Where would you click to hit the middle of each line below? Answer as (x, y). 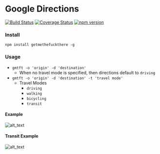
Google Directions (42, 9)
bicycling (36, 98)
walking (34, 93)
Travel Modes (33, 83)
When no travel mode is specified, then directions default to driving (87, 72)
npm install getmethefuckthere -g (40, 45)
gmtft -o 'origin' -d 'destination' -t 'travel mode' (67, 78)
